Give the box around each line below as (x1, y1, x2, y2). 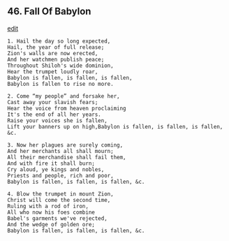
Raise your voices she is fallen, (7, 117, 108, 124)
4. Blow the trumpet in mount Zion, (7, 190, 114, 198)
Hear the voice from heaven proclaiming (7, 105, 127, 112)
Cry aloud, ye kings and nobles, (7, 166, 105, 173)
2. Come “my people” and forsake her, (7, 92, 120, 100)
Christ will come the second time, (7, 196, 111, 203)
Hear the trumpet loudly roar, (7, 68, 98, 75)
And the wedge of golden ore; (7, 221, 96, 228)
